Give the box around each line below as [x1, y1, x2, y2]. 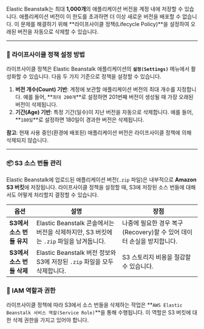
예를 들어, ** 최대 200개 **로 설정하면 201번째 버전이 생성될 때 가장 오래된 [23, 93, 194, 101]
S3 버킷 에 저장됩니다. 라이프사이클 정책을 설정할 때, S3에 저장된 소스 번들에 [6, 183, 185, 191]
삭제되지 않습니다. [6, 137, 49, 144]
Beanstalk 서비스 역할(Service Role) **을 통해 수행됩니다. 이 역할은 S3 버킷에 [6, 308, 191, 316]
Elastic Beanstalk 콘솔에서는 [36, 219, 115, 227]
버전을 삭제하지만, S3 [36, 228, 94, 236]
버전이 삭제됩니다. [15, 101, 58, 108]
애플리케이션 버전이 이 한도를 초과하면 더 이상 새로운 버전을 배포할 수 [19, 13, 181, 20]
